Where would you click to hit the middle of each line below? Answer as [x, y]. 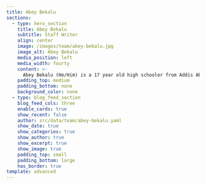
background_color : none [48, 92]
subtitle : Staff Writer [48, 35]
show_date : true [38, 126]
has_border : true [40, 166]
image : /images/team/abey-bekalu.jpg [66, 47]
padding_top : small [42, 155]
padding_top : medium [44, 80]
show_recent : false [42, 115]
